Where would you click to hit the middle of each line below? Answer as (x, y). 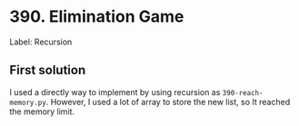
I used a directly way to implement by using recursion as (115, 92)
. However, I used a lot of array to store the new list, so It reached (168, 102)
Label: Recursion (41, 42)
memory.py (28, 102)
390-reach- (243, 92)
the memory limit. (42, 111)
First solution (48, 70)
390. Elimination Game (97, 17)
